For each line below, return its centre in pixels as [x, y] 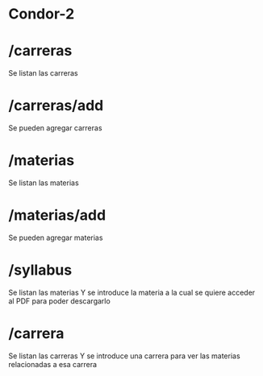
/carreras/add [56, 106]
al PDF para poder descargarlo [59, 301]
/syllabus [40, 270]
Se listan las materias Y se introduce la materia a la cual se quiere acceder [132, 292]
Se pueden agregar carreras [55, 128]
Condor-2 [42, 14]
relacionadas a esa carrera [53, 364]
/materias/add [57, 215]
